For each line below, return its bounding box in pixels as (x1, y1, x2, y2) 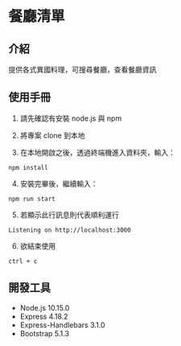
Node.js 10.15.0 (19, 303, 70, 312)
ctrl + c (8, 257, 38, 266)
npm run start (8, 195, 56, 203)
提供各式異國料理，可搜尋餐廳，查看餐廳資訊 (8, 65, 157, 74)
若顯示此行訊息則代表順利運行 (19, 210, 119, 220)
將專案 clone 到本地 (19, 130, 85, 140)
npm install (8, 163, 48, 171)
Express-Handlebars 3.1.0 (19, 319, 106, 330)
